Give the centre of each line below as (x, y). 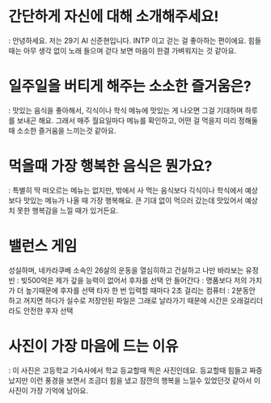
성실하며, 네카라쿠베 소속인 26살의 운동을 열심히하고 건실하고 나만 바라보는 (126, 270)
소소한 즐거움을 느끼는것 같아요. (66, 130)
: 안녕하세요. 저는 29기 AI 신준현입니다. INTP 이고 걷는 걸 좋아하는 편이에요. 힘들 (135, 40)
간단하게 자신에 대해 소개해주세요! (114, 17)
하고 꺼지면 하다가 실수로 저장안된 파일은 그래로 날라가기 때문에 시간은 (119, 300)
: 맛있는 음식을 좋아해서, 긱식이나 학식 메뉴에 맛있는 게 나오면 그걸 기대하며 (126, 110)
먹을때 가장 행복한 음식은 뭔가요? (110, 166)
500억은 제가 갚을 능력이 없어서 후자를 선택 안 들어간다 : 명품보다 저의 (137, 280)
